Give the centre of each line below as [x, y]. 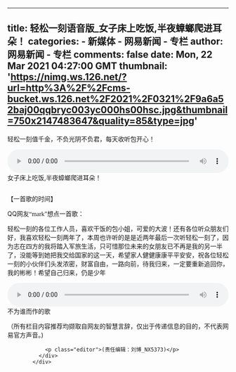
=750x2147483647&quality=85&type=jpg [101, 121]
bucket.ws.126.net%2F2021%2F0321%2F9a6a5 [116, 99]
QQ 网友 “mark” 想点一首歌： [46, 213]
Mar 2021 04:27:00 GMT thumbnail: [87, 66]
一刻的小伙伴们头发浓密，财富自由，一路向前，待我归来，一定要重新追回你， [118, 264]
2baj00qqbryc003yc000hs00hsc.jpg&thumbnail [118, 110]
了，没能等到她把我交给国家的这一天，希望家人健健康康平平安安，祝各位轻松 [118, 255]
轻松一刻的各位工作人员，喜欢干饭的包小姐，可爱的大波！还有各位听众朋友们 [118, 229]
